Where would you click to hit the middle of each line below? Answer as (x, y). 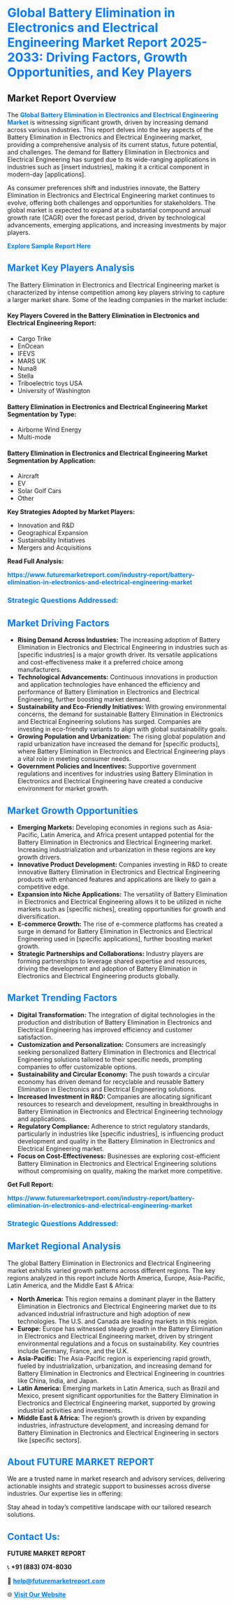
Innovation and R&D (46, 525)
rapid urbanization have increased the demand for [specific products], (118, 744)
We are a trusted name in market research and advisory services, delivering (116, 1479)
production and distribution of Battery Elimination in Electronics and (114, 1022)
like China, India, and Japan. (58, 1381)
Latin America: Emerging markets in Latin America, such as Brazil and (118, 1388)
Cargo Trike (34, 339)
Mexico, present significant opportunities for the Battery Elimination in (118, 1395)
